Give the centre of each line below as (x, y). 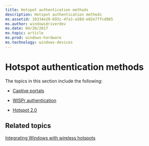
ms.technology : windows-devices (39, 42)
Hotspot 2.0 (25, 110)
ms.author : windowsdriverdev (36, 24)
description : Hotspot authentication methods (53, 14)
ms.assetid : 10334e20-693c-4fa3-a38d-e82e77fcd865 (59, 19)
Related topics (28, 126)
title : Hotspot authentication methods (47, 10)
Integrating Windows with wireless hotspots (50, 137)
